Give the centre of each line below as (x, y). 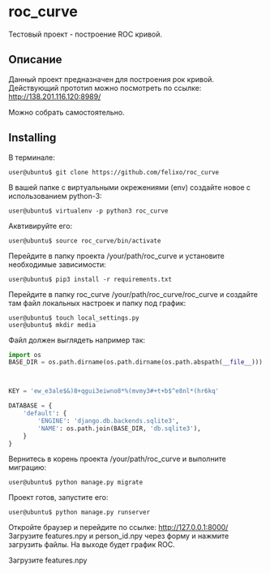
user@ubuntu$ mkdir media (52, 325)
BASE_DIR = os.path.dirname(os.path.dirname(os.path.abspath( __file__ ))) (136, 362)
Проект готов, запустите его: (58, 498)
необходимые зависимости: (58, 264)
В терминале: (32, 157)
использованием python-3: (56, 196)
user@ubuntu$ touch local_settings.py (74, 318)
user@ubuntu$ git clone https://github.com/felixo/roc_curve (114, 172)
